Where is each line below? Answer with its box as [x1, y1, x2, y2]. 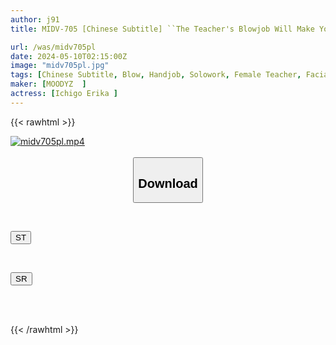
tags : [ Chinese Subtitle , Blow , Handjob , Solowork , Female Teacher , [10, 70, 302, 80]
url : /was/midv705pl [10, 42, 97, 52]
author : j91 [10, 14, 60, 25]
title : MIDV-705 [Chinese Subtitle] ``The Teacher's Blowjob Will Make [10, 24, 315, 34]
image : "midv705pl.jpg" [10, 61, 110, 71]
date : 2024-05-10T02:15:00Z [10, 51, 128, 61]
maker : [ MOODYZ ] [10, 79, 87, 90]
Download [138, 176, 198, 191]
